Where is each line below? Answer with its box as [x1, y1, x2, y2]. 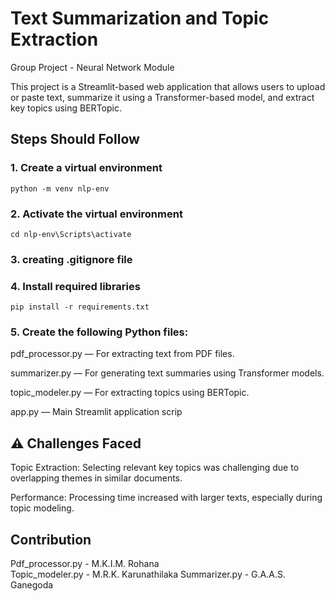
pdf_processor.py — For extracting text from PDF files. [10, 348, 235, 360]
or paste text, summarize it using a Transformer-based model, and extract [10, 91, 315, 103]
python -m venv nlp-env [10, 183, 110, 194]
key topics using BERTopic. [10, 102, 122, 114]
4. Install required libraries [10, 279, 141, 293]
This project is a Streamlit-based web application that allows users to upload [10, 80, 326, 92]
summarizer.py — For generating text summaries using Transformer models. [10, 367, 325, 379]
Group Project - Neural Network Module [10, 61, 175, 73]
